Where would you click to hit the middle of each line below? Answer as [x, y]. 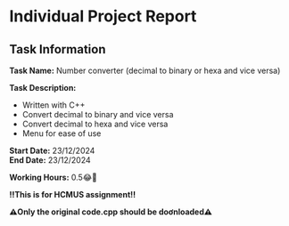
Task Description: [43, 88]
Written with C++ [54, 105]
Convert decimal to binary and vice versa [98, 114]
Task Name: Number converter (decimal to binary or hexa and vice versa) [145, 70]
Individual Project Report [103, 16]
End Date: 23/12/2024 [50, 160]
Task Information [58, 49]
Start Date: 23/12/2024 [52, 150]
